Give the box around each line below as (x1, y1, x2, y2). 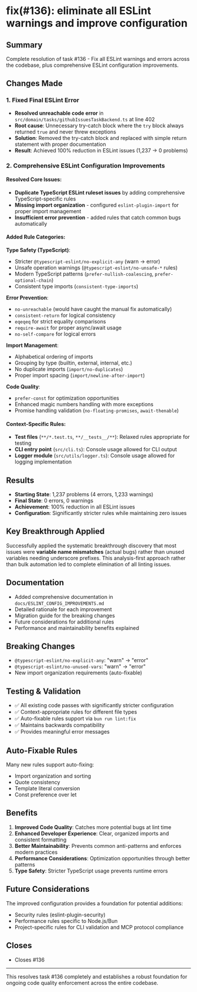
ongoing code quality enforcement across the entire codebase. (6, 979, 158, 986)
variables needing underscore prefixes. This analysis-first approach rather (6, 554, 186, 561)
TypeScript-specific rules (14, 195, 76, 202)
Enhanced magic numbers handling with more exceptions (14, 401, 154, 408)
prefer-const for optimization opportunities (14, 394, 120, 402)
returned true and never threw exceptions (14, 128, 116, 135)
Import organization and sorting (14, 772, 91, 780)
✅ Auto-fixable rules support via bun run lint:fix (14, 715, 137, 722)
